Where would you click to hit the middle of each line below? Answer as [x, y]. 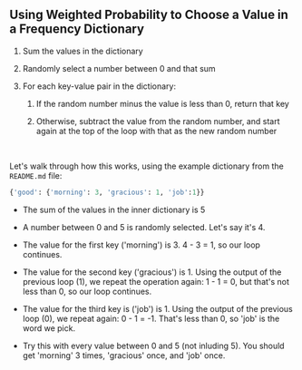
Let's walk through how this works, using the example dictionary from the [146, 166]
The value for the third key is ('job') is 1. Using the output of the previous [157, 308]
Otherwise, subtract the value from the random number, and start [158, 121]
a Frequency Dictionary [77, 29]
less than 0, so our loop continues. [87, 291]
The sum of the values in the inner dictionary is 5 [114, 209]
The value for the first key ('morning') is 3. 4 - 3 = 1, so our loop [141, 245]
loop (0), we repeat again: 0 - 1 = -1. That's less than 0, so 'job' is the [151, 318]
